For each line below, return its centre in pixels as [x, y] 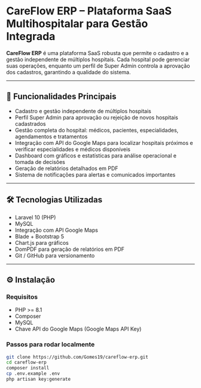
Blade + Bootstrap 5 [39, 236]
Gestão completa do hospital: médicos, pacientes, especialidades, [97, 130]
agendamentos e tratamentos [51, 137]
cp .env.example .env [33, 374]
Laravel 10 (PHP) [35, 217]
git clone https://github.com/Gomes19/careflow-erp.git [77, 357]
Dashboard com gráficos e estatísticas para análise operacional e [95, 155]
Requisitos [22, 296]
